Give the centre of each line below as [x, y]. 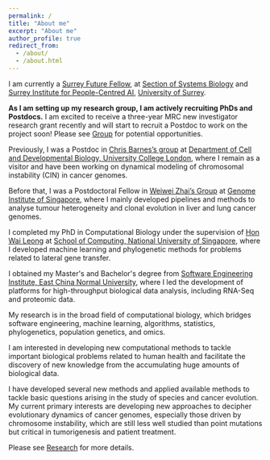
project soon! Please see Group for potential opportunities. [106, 133]
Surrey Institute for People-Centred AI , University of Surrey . [108, 92]
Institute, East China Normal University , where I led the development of [126, 282]
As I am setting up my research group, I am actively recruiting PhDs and [131, 108]
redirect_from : [34, 46]
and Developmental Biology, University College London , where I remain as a [134, 157]
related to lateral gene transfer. [60, 257]
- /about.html [39, 61]
